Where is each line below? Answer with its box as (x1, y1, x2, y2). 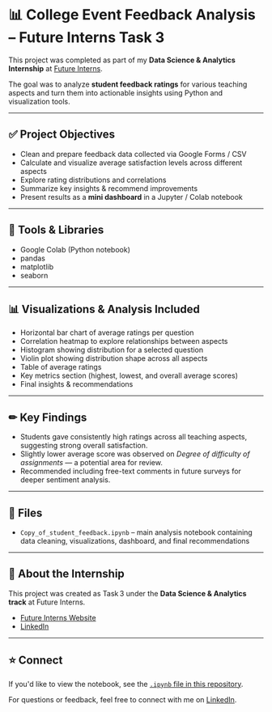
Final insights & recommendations (19, 379, 134, 389)
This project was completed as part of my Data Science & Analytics (8, 55, 236, 65)
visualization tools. (8, 96, 70, 106)
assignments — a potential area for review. (19, 458, 164, 468)
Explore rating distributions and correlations (19, 175, 167, 184)
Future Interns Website (19, 612, 96, 622)
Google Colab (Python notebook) (19, 244, 131, 254)
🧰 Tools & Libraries (8, 223, 104, 237)
